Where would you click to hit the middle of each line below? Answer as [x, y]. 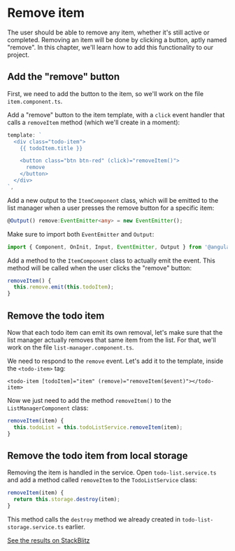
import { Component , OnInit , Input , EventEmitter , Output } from [104, 247]
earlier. [75, 527]
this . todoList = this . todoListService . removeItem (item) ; [98, 427]
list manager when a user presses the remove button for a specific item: [111, 208]
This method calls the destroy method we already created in [94, 519]
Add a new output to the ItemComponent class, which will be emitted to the [113, 200]
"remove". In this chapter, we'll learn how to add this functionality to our [111, 47]
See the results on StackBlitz [49, 540]
